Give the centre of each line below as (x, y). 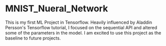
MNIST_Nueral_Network (57, 9)
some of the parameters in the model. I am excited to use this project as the (83, 33)
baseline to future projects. (33, 38)
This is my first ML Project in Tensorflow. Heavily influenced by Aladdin (78, 22)
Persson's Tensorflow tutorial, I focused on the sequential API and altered (81, 27)
